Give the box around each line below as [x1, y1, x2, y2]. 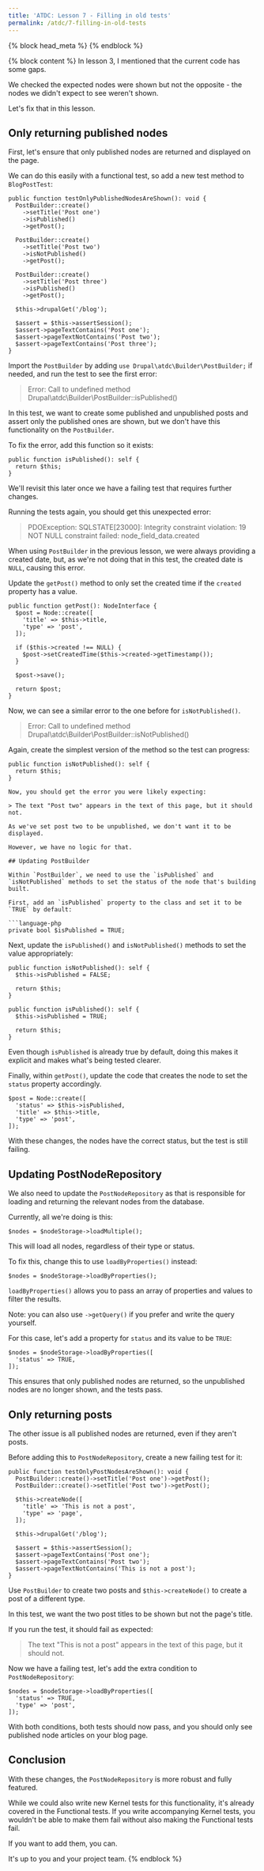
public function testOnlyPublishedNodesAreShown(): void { [8, 195, 207, 203]
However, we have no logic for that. [8, 843, 133, 851]
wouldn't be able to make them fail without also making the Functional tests [8, 1815, 254, 1824]
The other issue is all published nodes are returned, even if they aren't [8, 1429, 237, 1438]
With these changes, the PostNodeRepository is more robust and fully [8, 1774, 232, 1784]
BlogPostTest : [8, 180, 53, 189]
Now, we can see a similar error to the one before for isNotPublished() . [8, 706, 241, 716]
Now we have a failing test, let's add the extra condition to [8, 1663, 198, 1673]
